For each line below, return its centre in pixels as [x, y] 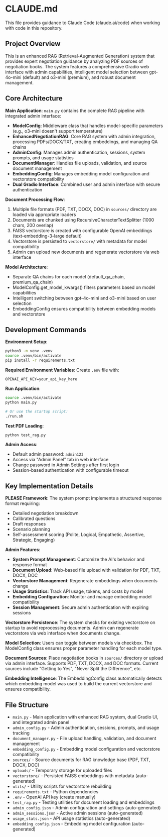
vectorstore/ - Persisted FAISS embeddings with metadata [73, 776]
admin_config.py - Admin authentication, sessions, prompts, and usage [86, 727]
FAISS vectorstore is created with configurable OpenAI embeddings [82, 230]
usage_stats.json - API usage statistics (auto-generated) [71, 818]
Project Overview [33, 44]
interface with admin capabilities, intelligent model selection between [77, 72]
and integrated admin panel [41, 722]
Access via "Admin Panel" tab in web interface [60, 460]
